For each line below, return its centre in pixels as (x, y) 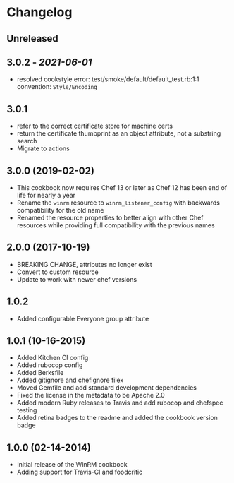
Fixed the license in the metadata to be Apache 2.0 (91, 395)
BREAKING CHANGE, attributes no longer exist (84, 264)
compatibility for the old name (60, 210)
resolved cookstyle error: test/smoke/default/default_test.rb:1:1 (108, 79)
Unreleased (33, 38)
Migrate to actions (43, 148)
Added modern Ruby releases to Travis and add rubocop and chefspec (120, 402)
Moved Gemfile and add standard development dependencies (106, 388)
